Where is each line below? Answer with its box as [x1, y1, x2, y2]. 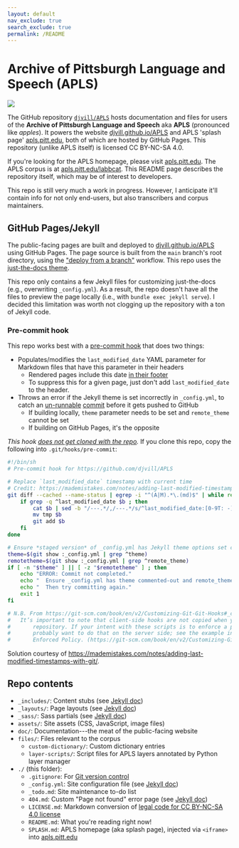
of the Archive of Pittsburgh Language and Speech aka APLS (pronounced [7, 120, 230, 129]
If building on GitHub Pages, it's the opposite [28, 423, 160, 432]
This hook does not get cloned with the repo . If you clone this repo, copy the [7, 438, 232, 446]
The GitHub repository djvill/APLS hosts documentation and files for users [7, 113, 228, 122]
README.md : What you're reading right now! [28, 817, 152, 826]
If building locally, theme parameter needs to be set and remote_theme [28, 408, 230, 417]
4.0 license [28, 810, 61, 818]
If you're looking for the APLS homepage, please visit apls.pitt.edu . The [7, 157, 216, 166]
